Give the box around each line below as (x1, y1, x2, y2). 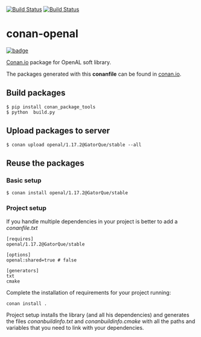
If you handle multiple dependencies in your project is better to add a (6, 218, 178, 225)
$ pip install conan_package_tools (6, 103, 96, 110)
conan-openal (6, 27, 78, 41)
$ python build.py (6, 109, 56, 115)
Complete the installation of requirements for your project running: (6, 289, 171, 296)
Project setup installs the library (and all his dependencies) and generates (6, 311, 190, 318)
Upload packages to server (6, 126, 110, 136)
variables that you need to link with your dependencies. (6, 324, 144, 331)
